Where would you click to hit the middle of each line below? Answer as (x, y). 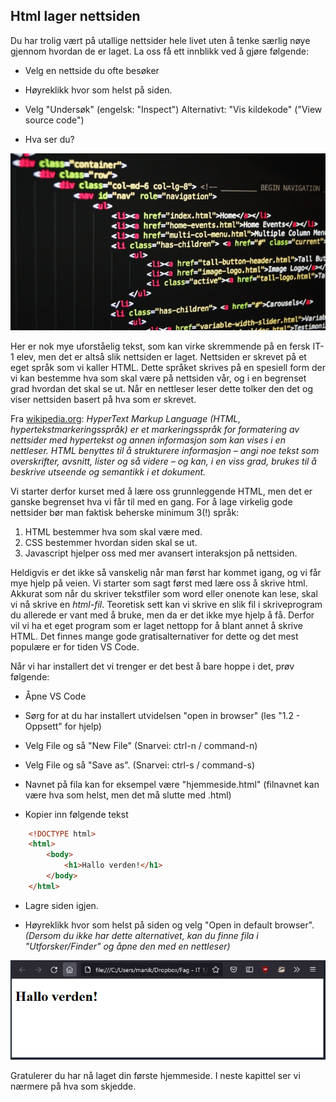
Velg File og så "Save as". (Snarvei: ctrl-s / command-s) (140, 765)
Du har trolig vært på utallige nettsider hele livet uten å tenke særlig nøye (160, 40)
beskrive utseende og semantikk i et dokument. (108, 471)
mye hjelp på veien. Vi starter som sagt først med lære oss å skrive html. (159, 583)
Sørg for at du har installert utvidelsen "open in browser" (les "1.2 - (162, 715)
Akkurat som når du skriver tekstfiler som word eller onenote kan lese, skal (164, 593)
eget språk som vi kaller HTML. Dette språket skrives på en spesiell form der (168, 367)
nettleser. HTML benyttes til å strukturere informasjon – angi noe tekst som (165, 450)
